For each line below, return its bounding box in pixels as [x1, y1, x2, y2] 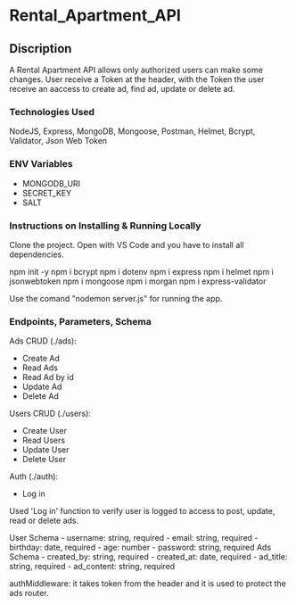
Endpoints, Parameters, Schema [9, 315, 152, 327]
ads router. [9, 588, 49, 599]
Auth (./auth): [9, 471, 59, 482]
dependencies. [9, 249, 64, 260]
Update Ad [21, 381, 62, 393]
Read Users [21, 435, 65, 446]
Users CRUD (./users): [9, 408, 92, 419]
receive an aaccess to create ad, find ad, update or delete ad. [9, 84, 235, 94]
